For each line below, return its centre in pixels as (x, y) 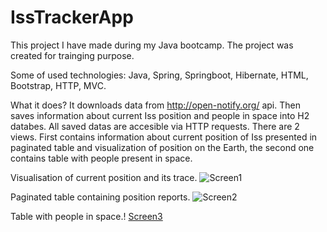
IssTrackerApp (72, 17)
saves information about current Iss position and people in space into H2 (160, 115)
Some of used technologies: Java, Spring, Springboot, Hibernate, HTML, (159, 75)
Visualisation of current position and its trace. (104, 177)
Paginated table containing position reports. (100, 197)
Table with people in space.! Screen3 (86, 216)
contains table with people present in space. (101, 158)
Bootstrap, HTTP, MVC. (58, 85)
